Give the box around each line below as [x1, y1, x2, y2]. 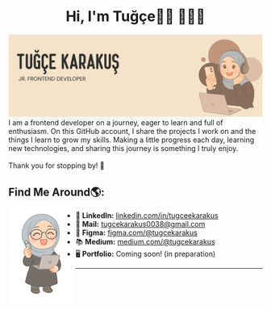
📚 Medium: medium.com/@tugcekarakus [75, 237, 215, 247]
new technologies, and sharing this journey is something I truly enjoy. [8, 144, 239, 153]
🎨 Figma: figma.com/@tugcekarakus [75, 228, 198, 237]
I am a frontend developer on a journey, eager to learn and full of [8, 118, 223, 128]
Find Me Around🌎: [8, 185, 105, 199]
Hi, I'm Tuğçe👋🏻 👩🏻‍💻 [65, 7, 206, 26]
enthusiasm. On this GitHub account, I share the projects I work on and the [8, 127, 256, 136]
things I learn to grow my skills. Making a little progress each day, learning [8, 135, 255, 145]
